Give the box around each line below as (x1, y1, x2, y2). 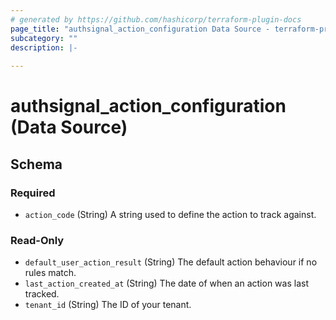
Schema (10, 156, 63, 173)
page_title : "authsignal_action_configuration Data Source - (10, 24, 271, 34)
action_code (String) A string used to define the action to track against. (24, 209, 317, 220)
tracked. (24, 288, 60, 300)
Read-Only (10, 233, 65, 247)
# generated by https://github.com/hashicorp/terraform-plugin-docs (10, 14, 302, 25)
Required (10, 186, 56, 200)
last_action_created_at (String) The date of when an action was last (24, 277, 309, 290)
